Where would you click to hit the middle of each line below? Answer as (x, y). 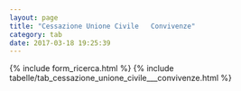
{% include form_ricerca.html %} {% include (92, 68)
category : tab (36, 34)
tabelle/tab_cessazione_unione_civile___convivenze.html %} (120, 78)
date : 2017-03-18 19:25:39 (60, 43)
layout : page (34, 18)
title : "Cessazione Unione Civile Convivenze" (102, 26)
